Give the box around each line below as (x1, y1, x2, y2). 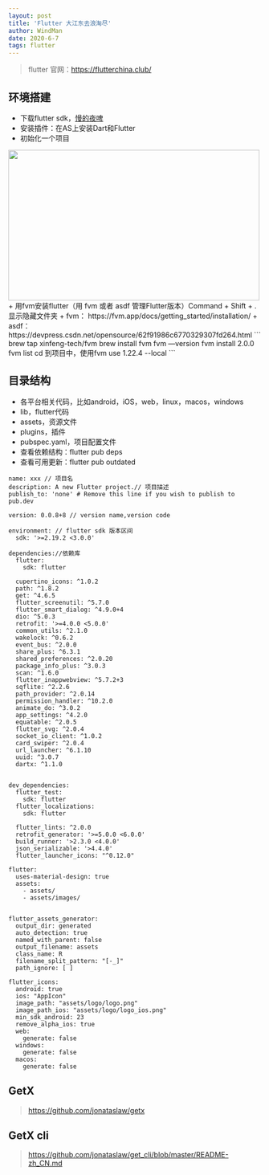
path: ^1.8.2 (15, 584, 59, 593)
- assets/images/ (22, 893, 81, 902)
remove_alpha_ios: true (15, 1020, 95, 1028)
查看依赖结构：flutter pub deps (19, 447, 123, 456)
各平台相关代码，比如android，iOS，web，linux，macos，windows (19, 397, 244, 406)
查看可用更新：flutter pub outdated (19, 457, 137, 467)
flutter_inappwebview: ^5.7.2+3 (15, 675, 124, 683)
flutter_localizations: (15, 802, 95, 810)
